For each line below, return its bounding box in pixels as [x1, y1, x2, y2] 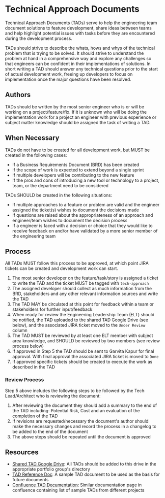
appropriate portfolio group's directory [12, 466, 90, 472]
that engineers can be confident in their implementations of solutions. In [5, 61, 151, 66]
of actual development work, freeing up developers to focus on [5, 71, 133, 77]
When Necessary [5, 134, 60, 142]
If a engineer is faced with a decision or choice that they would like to [12, 223, 153, 229]
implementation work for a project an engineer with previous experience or [5, 114, 157, 120]
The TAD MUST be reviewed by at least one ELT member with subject [12, 332, 153, 338]
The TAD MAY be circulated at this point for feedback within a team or [12, 301, 154, 307]
